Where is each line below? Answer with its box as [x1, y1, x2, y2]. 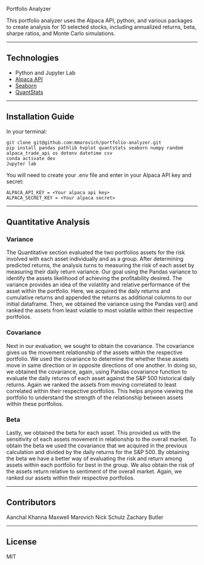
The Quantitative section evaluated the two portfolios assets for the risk [6, 249, 185, 256]
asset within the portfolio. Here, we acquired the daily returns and [6, 287, 171, 295]
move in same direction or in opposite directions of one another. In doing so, [6, 361, 197, 369]
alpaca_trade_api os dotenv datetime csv [6, 150, 113, 156]
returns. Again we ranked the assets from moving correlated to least [6, 381, 177, 388]
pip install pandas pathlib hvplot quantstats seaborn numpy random [6, 145, 183, 151]
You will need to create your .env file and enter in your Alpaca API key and [6, 171, 192, 178]
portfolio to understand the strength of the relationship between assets [6, 393, 183, 401]
